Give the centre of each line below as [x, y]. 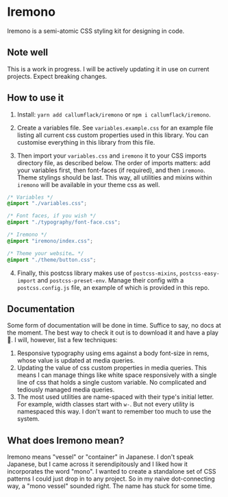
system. [28, 419]
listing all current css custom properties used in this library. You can [113, 135]
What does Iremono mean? [66, 440]
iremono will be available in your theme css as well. [88, 184]
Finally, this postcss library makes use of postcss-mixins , [98, 273]
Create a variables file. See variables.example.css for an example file [115, 128]
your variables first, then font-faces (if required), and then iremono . [111, 170]
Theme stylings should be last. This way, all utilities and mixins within [114, 177]
